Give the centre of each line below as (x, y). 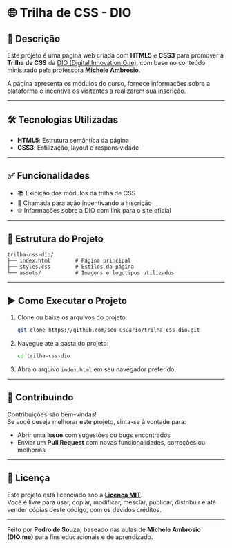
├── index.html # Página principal (69, 261)
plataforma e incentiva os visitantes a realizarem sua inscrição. (97, 91)
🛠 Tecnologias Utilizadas (63, 120)
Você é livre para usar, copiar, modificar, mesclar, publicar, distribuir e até (112, 502)
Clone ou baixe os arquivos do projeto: (72, 317)
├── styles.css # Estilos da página (71, 267)
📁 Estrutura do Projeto (55, 239)
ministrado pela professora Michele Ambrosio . (74, 70)
